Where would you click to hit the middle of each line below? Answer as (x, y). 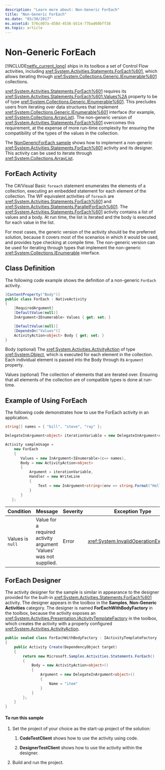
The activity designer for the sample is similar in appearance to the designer (82, 592)
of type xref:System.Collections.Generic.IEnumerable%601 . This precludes (81, 102)
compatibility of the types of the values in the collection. (62, 133)
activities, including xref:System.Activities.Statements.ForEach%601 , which (81, 71)
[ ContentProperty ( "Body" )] (33, 294)
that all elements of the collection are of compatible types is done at (74, 380)
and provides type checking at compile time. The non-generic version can (80, 242)
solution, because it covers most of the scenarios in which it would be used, (82, 237)
